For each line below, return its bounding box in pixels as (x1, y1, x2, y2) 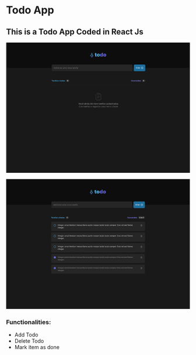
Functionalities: (6, 318, 51, 326)
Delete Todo (14, 337, 44, 344)
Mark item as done (14, 344, 60, 351)
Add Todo (14, 331, 38, 339)
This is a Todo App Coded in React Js (6, 27, 144, 37)
